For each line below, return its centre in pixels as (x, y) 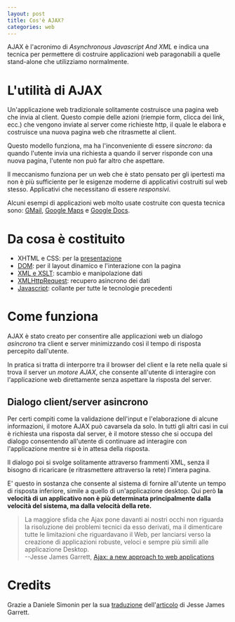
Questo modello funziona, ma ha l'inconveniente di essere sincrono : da (110, 146)
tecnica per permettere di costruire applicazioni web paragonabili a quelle (114, 54)
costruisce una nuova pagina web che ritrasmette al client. (92, 132)
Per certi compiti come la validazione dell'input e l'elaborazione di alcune (113, 419)
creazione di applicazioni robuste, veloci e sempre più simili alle (116, 542)
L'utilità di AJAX (55, 90)
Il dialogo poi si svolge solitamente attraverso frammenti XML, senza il (108, 462)
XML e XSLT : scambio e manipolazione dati (80, 273)
